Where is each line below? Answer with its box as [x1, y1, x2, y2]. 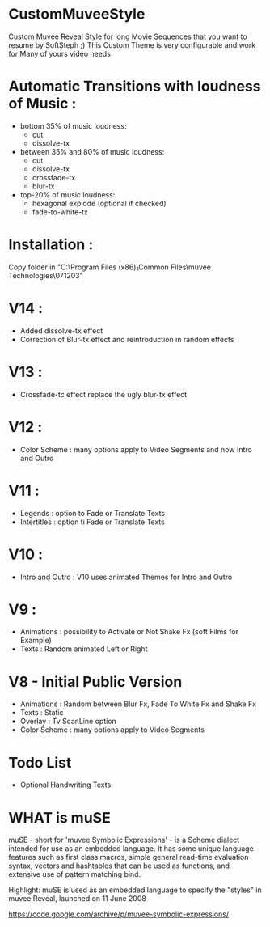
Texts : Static [19, 708, 64, 717]
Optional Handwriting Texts [19, 780, 112, 789]
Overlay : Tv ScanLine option [19, 717, 117, 726]
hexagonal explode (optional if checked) [32, 198, 167, 208]
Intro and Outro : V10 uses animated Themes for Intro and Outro [19, 572, 233, 582]
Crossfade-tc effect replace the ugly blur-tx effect [19, 389, 188, 399]
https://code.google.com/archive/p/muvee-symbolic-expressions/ [8, 909, 230, 919]
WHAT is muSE [8, 808, 111, 827]
